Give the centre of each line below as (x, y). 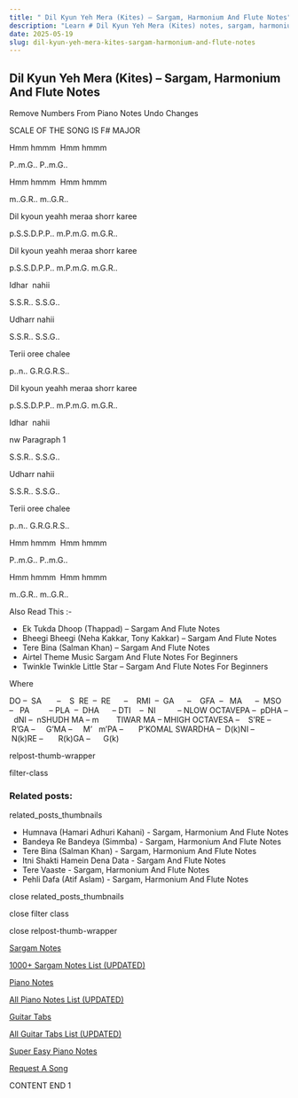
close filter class (39, 914)
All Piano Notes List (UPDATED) (67, 1000)
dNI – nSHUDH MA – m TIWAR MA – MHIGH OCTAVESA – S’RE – (142, 720)
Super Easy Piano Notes (53, 1051)
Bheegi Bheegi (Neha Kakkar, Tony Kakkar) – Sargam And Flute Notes (149, 639)
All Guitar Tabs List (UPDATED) (66, 1034)
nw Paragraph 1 (38, 440)
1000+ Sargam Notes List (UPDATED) (78, 965)
